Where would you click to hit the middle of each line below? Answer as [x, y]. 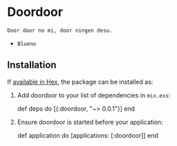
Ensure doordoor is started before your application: [90, 122]
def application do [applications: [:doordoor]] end [88, 135]
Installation [32, 65]
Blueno [27, 44]
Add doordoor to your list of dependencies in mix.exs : [94, 95]
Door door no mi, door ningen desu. [60, 30]
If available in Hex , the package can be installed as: [80, 82]
